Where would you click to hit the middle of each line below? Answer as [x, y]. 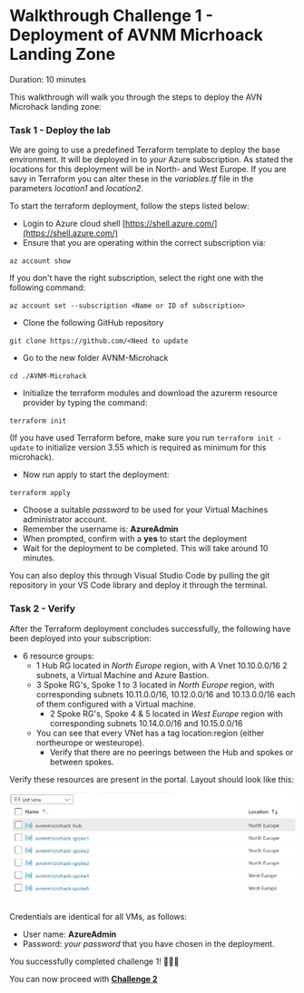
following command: [48, 287]
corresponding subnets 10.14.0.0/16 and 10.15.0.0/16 [146, 723]
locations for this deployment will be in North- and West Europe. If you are [148, 170]
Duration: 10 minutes [48, 79]
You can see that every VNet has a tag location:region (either [150, 733]
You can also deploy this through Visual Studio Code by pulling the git [140, 576]
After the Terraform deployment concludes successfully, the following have [150, 628]
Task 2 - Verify [42, 608]
